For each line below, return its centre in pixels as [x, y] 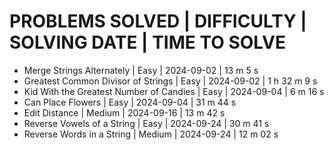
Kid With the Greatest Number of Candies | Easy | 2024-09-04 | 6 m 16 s [174, 91]
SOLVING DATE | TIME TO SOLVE [147, 42]
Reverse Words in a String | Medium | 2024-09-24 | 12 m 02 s [151, 134]
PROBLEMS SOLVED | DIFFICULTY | [158, 21]
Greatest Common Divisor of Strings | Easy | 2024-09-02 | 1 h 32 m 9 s [170, 81]
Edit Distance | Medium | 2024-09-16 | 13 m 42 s [124, 112]
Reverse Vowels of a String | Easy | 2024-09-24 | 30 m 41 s [146, 123]
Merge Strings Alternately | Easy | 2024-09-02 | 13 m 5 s [141, 70]
